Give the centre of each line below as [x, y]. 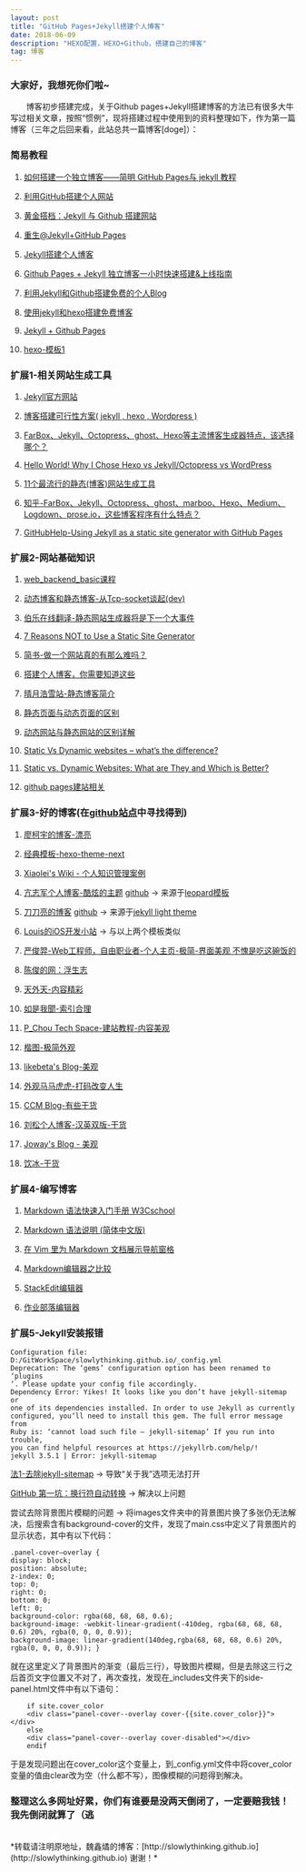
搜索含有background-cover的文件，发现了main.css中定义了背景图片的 [165, 1524]
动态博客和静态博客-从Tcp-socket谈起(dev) [104, 599]
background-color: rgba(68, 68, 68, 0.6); [92, 1616]
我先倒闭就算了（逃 [52, 1815]
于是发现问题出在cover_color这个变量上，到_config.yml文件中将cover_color [151, 1764]
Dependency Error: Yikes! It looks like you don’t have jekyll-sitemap [148, 1392]
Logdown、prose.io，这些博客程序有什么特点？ [112, 514]
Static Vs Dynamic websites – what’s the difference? [121, 751]
